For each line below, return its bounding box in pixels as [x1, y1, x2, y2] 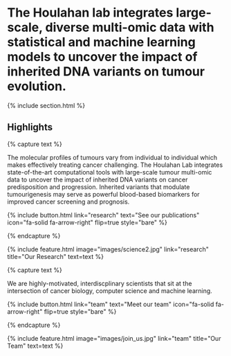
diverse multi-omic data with [45, 19, 214, 35]
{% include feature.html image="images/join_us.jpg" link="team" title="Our [7, 334, 221, 342]
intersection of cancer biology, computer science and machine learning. [7, 286, 212, 295]
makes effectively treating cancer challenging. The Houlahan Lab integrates [7, 161, 223, 169]
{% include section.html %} [7, 101, 86, 109]
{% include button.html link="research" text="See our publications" [7, 211, 200, 219]
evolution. [7, 78, 67, 94]
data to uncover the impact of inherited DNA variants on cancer [7, 175, 188, 184]
